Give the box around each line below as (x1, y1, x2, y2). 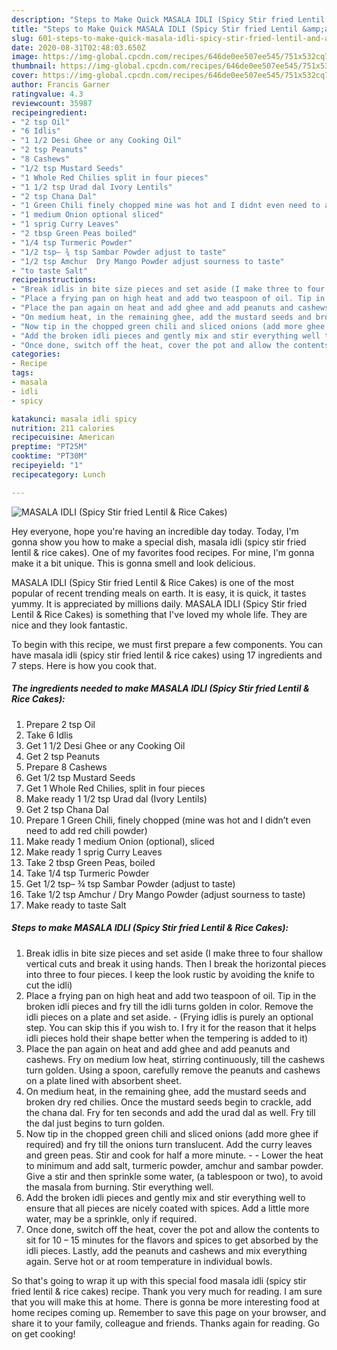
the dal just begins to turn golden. (25, 1117, 166, 1129)
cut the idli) (25, 979, 73, 991)
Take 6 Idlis (25, 729, 74, 741)
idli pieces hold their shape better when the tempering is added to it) (25, 1032, 309, 1044)
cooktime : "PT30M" (11, 451, 88, 461)
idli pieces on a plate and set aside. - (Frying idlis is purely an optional (25, 1011, 314, 1023)
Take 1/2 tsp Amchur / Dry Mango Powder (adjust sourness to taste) (25, 888, 306, 900)
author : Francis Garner (11, 80, 111, 90)
